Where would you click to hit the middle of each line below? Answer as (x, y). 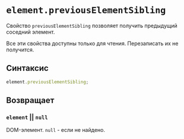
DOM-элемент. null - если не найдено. (56, 130)
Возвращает (30, 100)
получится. (20, 50)
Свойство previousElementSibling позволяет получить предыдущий (92, 25)
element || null (27, 117)
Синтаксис (27, 68)
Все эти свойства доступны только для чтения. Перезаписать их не (92, 43)
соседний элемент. (31, 32)
